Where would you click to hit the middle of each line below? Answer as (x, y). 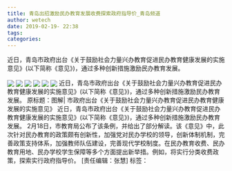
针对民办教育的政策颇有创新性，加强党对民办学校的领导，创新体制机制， (116, 134)
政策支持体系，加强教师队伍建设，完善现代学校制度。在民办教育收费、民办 (119, 143)
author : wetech (29, 20)
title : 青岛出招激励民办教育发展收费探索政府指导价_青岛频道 (84, 13)
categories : (24, 39)
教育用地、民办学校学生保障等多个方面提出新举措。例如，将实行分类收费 (110, 152)
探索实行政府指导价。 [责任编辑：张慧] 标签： (84, 161)
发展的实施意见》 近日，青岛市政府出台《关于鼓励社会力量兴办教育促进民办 (114, 109)
